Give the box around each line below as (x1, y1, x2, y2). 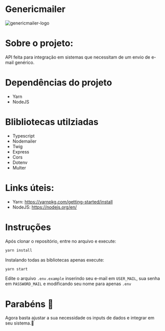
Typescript (12, 132, 35, 138)
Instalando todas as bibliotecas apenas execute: (5, 256, 104, 263)
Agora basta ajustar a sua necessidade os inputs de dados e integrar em (5, 315, 155, 321)
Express (12, 148, 29, 154)
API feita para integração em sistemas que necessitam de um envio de (5, 54, 150, 60)
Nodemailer (12, 138, 36, 144)
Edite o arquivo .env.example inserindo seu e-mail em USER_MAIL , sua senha (5, 275, 160, 281)
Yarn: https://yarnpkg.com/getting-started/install (12, 198, 113, 204)
